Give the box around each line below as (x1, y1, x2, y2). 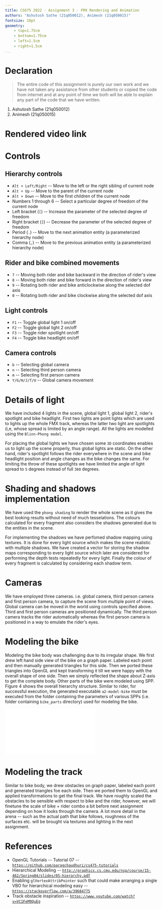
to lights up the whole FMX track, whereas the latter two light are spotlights (5, 421, 155, 427)
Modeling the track (5, 767, 83, 777)
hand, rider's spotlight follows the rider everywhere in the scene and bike (5, 451, 151, 457)
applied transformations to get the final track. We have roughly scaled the (5, 793, 152, 799)
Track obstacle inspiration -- (12, 893, 69, 899)
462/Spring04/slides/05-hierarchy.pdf (12, 873, 90, 878)
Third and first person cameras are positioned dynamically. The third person (5, 609, 157, 615)
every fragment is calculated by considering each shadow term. (5, 560, 133, 566)
